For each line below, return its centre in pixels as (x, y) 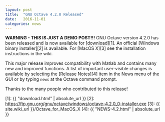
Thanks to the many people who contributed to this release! (67, 89)
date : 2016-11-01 (25, 19)
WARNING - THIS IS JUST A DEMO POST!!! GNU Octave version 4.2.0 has (82, 38)
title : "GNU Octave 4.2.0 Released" (44, 14)
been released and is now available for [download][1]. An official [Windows (82, 43)
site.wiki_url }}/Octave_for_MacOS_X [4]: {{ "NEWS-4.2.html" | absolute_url (82, 109)
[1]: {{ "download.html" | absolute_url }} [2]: (50, 99)
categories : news (23, 24)
